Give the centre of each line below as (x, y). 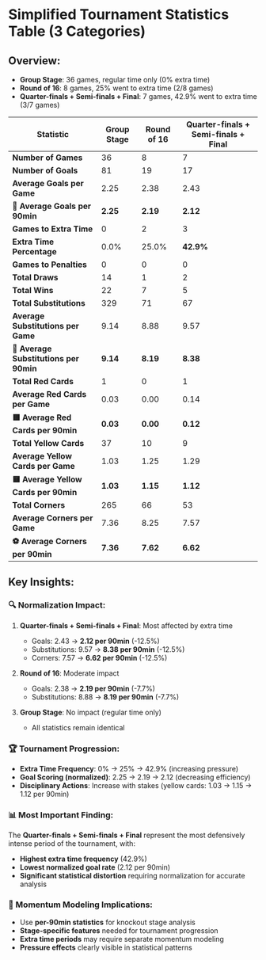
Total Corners (39, 505)
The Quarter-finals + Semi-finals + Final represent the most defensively (127, 835)
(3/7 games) (40, 105)
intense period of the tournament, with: (72, 844)
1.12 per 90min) (44, 794)
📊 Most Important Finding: (61, 815)
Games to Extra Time (53, 229)
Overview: (34, 61)
